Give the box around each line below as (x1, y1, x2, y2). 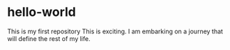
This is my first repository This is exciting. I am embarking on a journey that (7, 27, 223, 35)
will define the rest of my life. (7, 34, 91, 42)
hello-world (7, 4, 77, 20)
